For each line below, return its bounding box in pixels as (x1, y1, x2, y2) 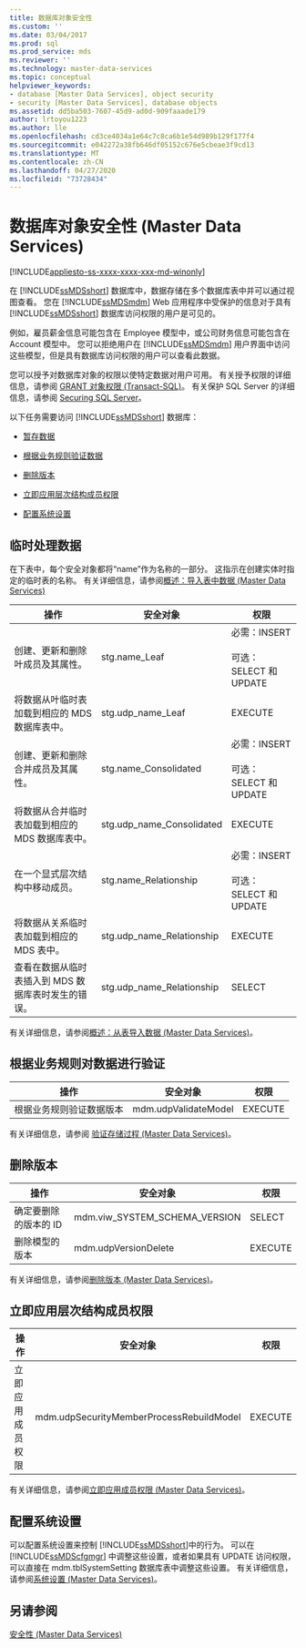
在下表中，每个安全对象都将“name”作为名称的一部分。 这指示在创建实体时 (9, 564, 287, 574)
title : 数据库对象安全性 (9, 13, 93, 23)
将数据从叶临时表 (14, 693, 88, 706)
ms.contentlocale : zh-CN (9, 157, 104, 167)
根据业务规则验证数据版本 (14, 1103, 125, 1116)
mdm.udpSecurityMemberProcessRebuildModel (35, 1411, 241, 1424)
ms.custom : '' (9, 22, 64, 31)
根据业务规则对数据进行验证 (9, 1056, 166, 1071)
